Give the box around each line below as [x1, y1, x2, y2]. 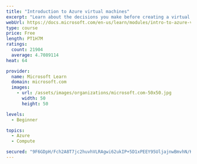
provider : [6, 68, 30, 74]
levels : [6, 111, 25, 117]
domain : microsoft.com [11, 79, 67, 85]
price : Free [6, 30, 35, 36]
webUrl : [6, 19, 25, 25]
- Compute [11, 138, 35, 144]
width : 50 [21, 95, 46, 101]
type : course [6, 25, 38, 31]
